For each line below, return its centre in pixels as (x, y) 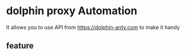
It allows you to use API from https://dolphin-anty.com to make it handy (93, 27)
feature (20, 46)
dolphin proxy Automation (72, 11)
